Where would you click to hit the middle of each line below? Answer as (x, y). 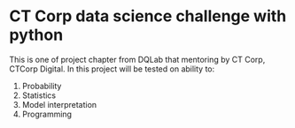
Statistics (39, 95)
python (36, 35)
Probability (42, 86)
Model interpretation (59, 104)
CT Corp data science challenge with (148, 16)
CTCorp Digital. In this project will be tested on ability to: (112, 69)
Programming (47, 114)
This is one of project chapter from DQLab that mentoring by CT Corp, (137, 59)
